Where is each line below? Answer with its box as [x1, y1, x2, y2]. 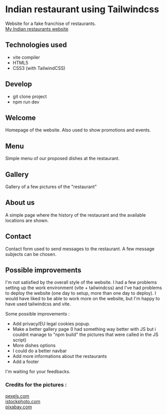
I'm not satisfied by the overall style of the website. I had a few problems [5, 279, 157, 286]
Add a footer [12, 358, 39, 365]
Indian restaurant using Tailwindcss [5, 4, 159, 15]
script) [12, 337, 27, 343]
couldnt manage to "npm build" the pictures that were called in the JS [12, 331, 159, 338]
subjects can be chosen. [5, 251, 57, 257]
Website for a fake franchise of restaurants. [5, 20, 96, 27]
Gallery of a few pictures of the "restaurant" [5, 184, 97, 190]
